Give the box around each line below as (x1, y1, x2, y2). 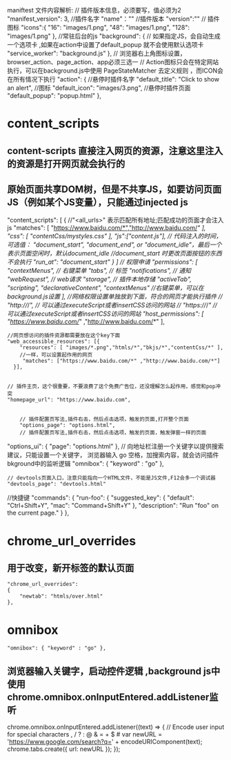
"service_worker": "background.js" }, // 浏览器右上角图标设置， (7, 49, 186, 57)
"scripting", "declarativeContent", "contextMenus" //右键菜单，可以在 (7, 284, 205, 292)
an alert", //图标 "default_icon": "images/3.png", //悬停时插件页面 (7, 84, 191, 92)
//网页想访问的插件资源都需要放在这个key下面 (7, 332, 121, 339)
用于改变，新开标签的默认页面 (7, 562, 134, 573)
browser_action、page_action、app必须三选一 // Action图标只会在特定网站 (7, 58, 219, 66)
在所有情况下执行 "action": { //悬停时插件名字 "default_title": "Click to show (7, 75, 219, 83)
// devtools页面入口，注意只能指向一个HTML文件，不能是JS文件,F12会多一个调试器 (7, 475, 216, 482)
